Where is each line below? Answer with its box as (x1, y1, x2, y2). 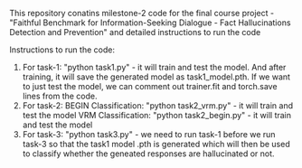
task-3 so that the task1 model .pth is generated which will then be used (22, 139, 291, 149)
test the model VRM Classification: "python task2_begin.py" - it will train (22, 110, 292, 120)
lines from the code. (22, 90, 98, 101)
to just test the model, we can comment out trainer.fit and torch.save (22, 81, 278, 91)
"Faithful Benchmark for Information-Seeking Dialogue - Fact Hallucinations (9, 17, 291, 28)
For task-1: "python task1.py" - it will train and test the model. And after (22, 62, 287, 72)
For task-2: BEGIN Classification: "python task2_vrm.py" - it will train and (22, 100, 294, 111)
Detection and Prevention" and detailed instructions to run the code (9, 27, 261, 37)
